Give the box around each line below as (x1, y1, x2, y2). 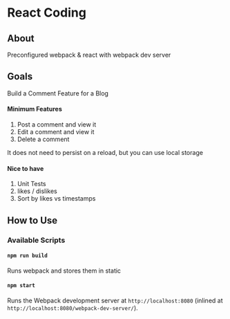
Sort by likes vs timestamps (17, 194, 96, 203)
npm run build (7, 253, 48, 259)
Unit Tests (17, 180, 46, 188)
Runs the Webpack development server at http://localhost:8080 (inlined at (7, 296, 223, 304)
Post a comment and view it (17, 120, 97, 129)
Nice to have (7, 164, 44, 172)
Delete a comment (17, 135, 70, 143)
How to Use (7, 215, 58, 226)
